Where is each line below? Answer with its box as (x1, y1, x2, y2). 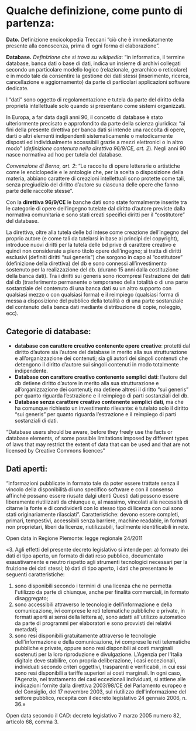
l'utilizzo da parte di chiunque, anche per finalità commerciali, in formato (14, 588, 189, 596)
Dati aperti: (6, 464, 48, 474)
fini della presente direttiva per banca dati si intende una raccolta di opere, (6, 126, 186, 133)
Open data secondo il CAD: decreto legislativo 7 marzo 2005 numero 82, (6, 712, 181, 719)
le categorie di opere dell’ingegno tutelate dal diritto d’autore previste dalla (6, 205, 185, 212)
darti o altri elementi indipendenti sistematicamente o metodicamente (6, 132, 173, 139)
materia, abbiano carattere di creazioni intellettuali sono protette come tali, (6, 175, 185, 182)
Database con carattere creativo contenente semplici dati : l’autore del (14, 373, 187, 380)
